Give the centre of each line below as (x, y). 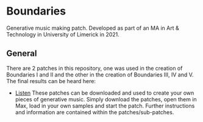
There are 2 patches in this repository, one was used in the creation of (94, 68)
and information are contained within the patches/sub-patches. (94, 112)
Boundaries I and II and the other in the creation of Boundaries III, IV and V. (100, 75)
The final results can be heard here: (51, 81)
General (22, 54)
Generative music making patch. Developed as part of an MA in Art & (93, 28)
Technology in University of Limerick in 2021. (63, 34)
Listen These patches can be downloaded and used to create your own (105, 93)
